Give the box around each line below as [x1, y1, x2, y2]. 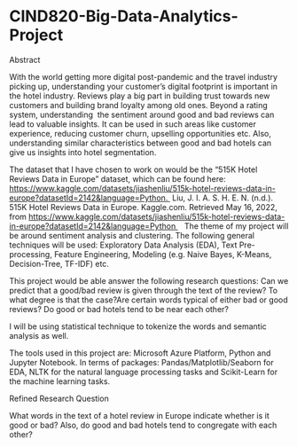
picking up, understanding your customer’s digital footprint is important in [9, 81, 277, 91]
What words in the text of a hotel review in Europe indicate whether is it [9, 410, 270, 420]
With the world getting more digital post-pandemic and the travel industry [9, 71, 277, 82]
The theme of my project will [184, 220, 289, 231]
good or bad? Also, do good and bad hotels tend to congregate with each [9, 420, 277, 430]
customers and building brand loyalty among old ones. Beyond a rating [9, 99, 268, 110]
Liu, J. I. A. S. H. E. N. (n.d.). [171, 192, 273, 203]
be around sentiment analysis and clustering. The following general [9, 230, 255, 240]
